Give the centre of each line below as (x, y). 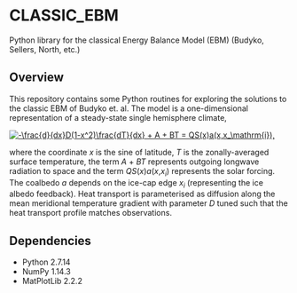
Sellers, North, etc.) (45, 49)
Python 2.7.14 (46, 262)
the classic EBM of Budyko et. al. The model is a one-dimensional (129, 108)
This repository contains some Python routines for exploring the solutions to (148, 99)
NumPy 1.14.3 (46, 272)
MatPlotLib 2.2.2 (52, 281)
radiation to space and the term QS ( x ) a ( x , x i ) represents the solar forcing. (142, 172)
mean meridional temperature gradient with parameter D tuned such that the (148, 203)
